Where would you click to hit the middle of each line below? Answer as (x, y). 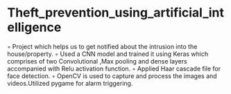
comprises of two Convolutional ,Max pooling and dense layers (97, 61)
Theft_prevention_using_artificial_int (115, 13)
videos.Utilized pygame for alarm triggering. (70, 83)
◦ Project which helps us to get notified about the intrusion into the (102, 46)
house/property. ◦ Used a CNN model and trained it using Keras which (108, 54)
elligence (34, 27)
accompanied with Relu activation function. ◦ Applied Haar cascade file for (114, 68)
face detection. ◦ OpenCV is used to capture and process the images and (112, 76)
